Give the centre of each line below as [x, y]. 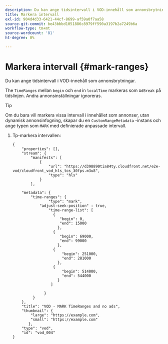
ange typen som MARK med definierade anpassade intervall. [66, 125]
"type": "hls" [63, 175]
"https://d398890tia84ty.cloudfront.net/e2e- [112, 166]
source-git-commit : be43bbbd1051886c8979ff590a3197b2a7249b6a [71, 24]
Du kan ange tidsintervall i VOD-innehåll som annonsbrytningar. [70, 80]
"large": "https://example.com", [65, 315]
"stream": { [34, 153]
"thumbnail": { [37, 310]
